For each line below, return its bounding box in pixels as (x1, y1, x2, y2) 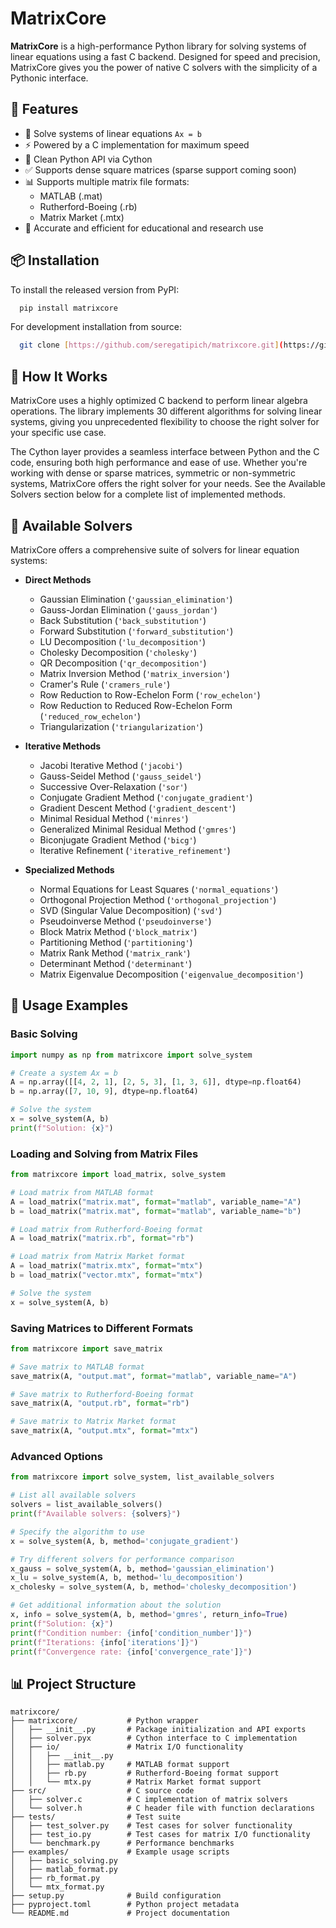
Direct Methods (24, 573, 92, 586)
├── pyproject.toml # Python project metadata (10, 1900, 240, 1910)
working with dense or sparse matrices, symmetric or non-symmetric (10, 467, 297, 479)
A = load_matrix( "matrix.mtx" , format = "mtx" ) (10, 1261, 203, 1271)
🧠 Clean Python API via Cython (24, 153, 153, 165)
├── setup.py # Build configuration (10, 1891, 222, 1901)
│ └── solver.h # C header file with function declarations (10, 1803, 315, 1814)
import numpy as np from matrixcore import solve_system (10, 1050, 253, 1060)
